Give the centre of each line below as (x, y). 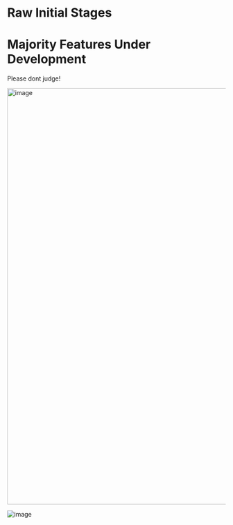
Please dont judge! (34, 78)
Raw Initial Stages (60, 13)
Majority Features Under (79, 45)
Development (47, 59)
